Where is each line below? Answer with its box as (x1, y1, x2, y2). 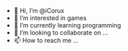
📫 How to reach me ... (13, 37, 79, 44)
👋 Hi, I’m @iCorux (13, 7, 65, 14)
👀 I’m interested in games (13, 14, 87, 22)
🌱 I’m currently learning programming (13, 21, 122, 29)
